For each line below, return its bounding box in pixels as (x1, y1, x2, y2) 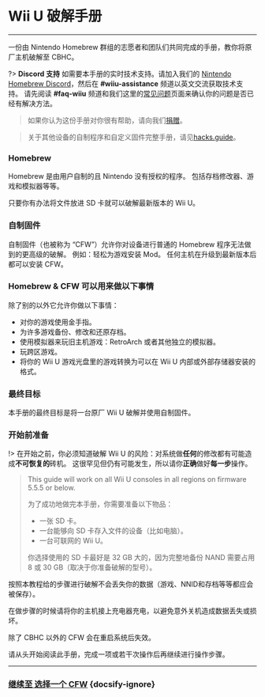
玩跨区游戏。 (19, 347, 62, 356)
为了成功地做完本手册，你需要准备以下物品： (27, 499, 174, 509)
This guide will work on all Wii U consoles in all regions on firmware (27, 475, 247, 484)
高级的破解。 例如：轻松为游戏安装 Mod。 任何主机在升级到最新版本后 (28, 249, 257, 259)
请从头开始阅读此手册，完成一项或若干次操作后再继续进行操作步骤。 (8, 650, 230, 659)
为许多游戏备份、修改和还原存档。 (19, 327, 131, 336)
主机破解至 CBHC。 (14, 52, 79, 62)
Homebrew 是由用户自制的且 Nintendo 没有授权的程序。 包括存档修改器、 (8, 172, 248, 181)
